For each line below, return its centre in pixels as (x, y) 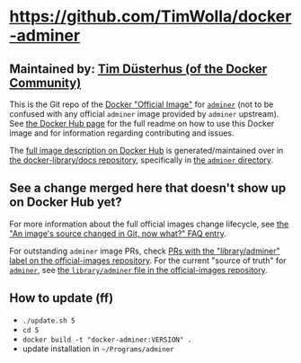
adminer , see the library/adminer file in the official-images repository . (138, 270)
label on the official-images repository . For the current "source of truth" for (148, 260)
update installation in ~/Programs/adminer (98, 349)
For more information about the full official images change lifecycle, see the (149, 224)
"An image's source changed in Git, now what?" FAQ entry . (118, 233)
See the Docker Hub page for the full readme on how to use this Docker (142, 124)
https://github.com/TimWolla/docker (150, 17)
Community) (45, 83)
